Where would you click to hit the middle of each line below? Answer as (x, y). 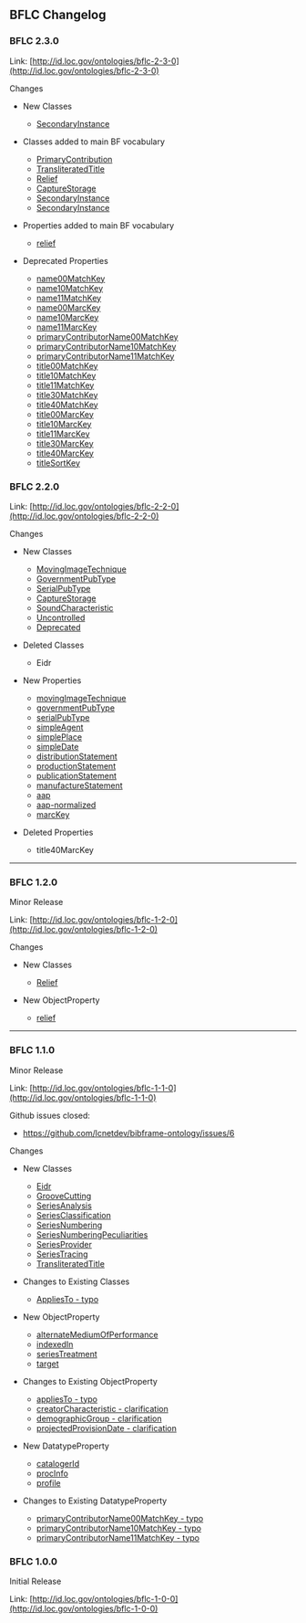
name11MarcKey (66, 327)
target (47, 1364)
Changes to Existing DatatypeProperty (95, 1501)
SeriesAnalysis (64, 1206)
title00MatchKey (67, 365)
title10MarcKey (64, 424)
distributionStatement (77, 756)
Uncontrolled (61, 617)
